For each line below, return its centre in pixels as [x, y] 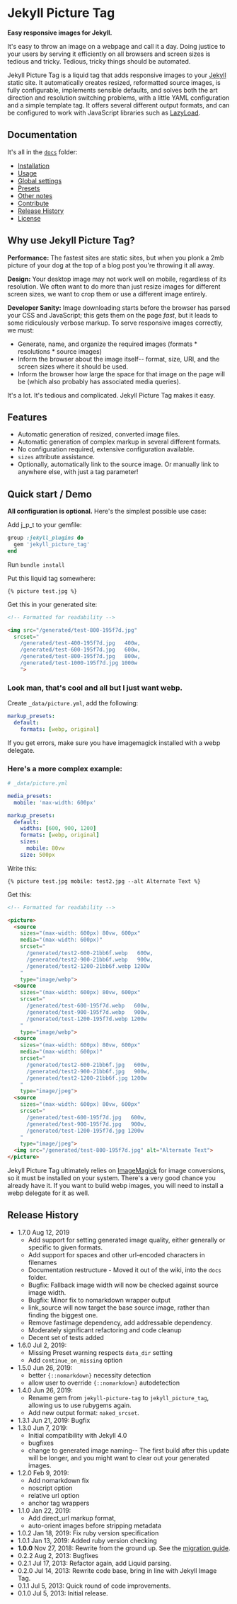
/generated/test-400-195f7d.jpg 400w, [80, 643]
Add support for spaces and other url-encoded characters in [116, 1254]
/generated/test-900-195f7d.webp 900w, [88, 1012]
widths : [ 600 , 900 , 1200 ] [58, 829]
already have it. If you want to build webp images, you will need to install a [116, 1186]
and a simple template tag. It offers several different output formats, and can [118, 105]
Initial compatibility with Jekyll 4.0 [77, 1435]
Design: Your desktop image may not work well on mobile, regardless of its [117, 279]
